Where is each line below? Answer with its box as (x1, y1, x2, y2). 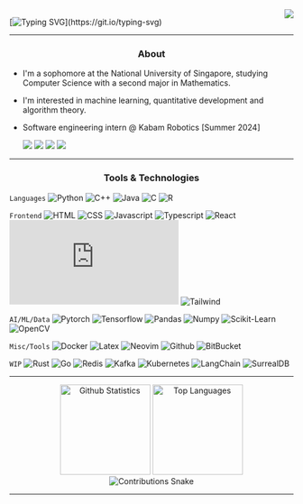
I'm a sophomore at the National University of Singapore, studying (22, 68, 269, 79)
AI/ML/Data (9, 315, 50, 324)
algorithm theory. (22, 105, 87, 115)
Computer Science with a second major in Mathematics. (22, 78, 232, 88)
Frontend (9, 211, 42, 220)
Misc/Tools (9, 342, 50, 351)
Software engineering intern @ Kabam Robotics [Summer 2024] (22, 122, 261, 133)
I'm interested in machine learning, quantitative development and (22, 95, 264, 106)
